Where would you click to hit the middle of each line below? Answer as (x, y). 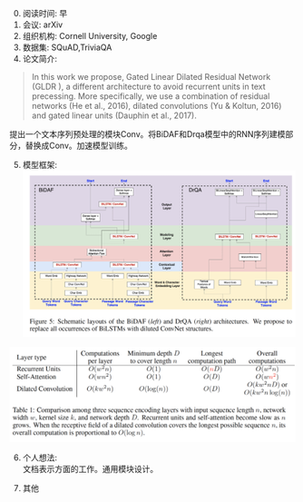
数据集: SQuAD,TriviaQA (67, 47)
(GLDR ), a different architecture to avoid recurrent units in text (148, 86)
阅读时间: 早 (45, 13)
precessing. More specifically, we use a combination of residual (151, 96)
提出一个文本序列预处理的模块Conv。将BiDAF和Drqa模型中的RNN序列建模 (147, 134)
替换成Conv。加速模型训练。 (79, 145)
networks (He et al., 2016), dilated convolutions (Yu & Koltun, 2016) (156, 106)
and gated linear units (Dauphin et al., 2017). (114, 115)
